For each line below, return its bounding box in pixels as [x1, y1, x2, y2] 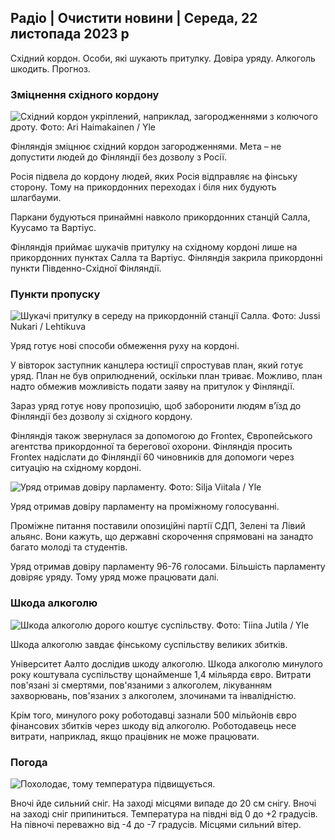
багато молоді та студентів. [10, 541, 128, 553]
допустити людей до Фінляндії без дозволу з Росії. [10, 151, 227, 163]
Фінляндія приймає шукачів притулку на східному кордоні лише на [10, 241, 298, 253]
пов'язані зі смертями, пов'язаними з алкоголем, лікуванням [10, 679, 273, 691]
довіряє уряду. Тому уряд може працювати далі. [10, 571, 220, 583]
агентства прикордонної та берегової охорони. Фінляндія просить [10, 441, 293, 453]
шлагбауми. [10, 192, 62, 204]
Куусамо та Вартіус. [10, 222, 97, 234]
